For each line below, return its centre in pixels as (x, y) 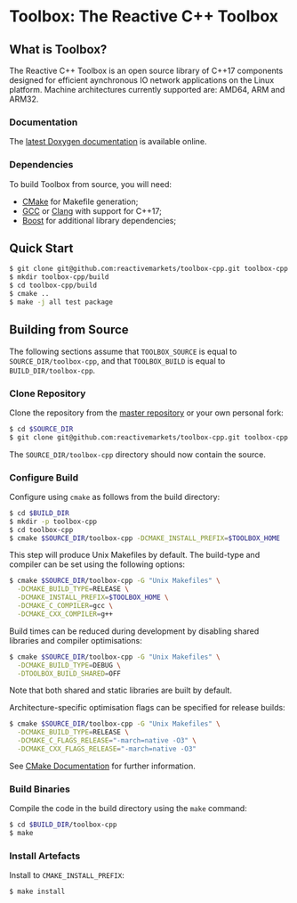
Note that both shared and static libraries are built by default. (121, 690)
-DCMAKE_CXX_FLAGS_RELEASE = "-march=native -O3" (107, 749)
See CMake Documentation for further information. (102, 766)
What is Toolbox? (58, 49)
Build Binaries (40, 789)
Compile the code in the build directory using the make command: (128, 809)
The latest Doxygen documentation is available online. (108, 142)
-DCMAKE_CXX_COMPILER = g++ (65, 614)
